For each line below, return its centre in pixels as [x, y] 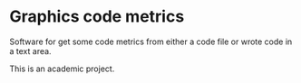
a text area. [30, 51]
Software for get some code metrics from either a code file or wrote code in [151, 41]
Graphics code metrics [97, 17]
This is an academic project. [62, 69]
